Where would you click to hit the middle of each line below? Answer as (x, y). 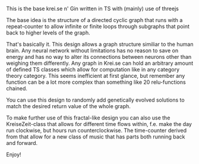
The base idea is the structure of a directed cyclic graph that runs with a (94, 20)
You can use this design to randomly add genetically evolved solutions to (96, 100)
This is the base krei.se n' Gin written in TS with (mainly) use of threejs (93, 9)
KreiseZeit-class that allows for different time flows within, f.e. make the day (99, 124)
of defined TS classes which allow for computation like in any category (93, 70)
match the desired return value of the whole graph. (68, 106)
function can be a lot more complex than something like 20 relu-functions (96, 82)
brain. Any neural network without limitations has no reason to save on (92, 51)
